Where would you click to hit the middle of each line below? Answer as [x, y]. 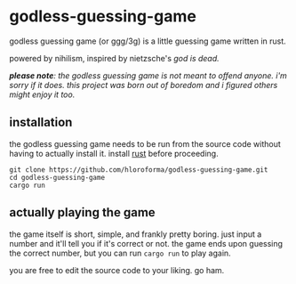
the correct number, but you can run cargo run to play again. [120, 253]
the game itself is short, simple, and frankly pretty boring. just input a [136, 234]
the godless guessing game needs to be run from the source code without [145, 143]
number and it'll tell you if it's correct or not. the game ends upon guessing [146, 243]
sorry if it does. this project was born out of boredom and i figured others [144, 85]
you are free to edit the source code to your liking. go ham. [117, 270]
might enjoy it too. [42, 94]
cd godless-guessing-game [57, 177]
